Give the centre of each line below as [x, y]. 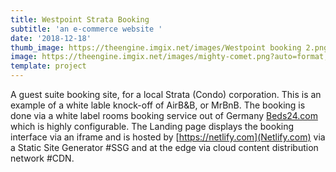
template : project [48, 66]
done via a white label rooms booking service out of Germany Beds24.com [164, 115]
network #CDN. [42, 158]
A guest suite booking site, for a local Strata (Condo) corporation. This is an [166, 94]
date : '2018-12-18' [51, 38]
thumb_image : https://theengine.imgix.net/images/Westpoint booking [156, 47]
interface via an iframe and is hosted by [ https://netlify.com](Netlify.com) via [168, 137]
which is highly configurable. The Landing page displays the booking [152, 126]
